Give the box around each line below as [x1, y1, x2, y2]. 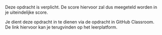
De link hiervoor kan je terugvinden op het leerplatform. [5, 24, 118, 30]
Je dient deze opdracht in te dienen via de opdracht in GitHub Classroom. [5, 19, 155, 25]
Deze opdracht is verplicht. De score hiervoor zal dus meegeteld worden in [5, 4, 158, 10]
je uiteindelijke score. [5, 9, 48, 15]
